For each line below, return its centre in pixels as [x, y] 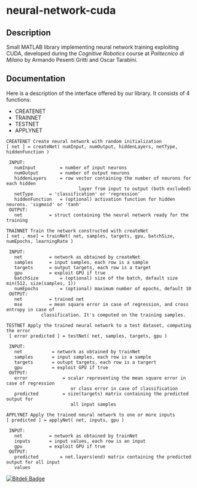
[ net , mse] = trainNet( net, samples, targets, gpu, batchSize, [91, 236]
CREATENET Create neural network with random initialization [84, 141]
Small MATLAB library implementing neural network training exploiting [93, 47]
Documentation [36, 79]
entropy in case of [31, 310]
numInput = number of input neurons [71, 168]
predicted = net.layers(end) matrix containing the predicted [103, 457]
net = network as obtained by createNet [77, 257]
